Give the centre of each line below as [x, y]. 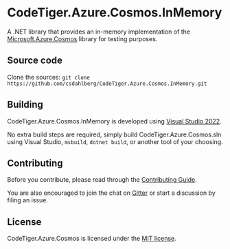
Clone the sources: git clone [49, 77]
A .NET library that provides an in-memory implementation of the [99, 32]
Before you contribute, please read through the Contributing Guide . [102, 180]
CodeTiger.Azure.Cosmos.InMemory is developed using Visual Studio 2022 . [114, 121]
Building [25, 105]
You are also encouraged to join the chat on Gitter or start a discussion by [112, 193]
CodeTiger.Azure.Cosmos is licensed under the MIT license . [92, 239]
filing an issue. [27, 200]
